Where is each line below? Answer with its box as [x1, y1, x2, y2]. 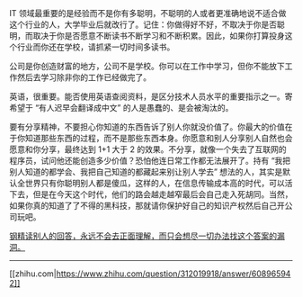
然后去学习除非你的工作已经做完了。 [16, 72, 151, 83]
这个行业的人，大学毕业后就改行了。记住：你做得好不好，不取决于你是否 [9, 19, 277, 30]
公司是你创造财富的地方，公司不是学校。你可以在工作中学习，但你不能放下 [9, 61, 285, 71]
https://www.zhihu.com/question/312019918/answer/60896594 [56, 268, 291, 279]
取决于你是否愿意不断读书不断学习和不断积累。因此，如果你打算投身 [32, 31, 285, 40]
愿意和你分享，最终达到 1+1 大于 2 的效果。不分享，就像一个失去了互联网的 [9, 144, 287, 155]
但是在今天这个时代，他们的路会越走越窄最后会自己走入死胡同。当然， [32, 189, 293, 200]
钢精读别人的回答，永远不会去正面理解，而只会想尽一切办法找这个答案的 [9, 230, 277, 241]
